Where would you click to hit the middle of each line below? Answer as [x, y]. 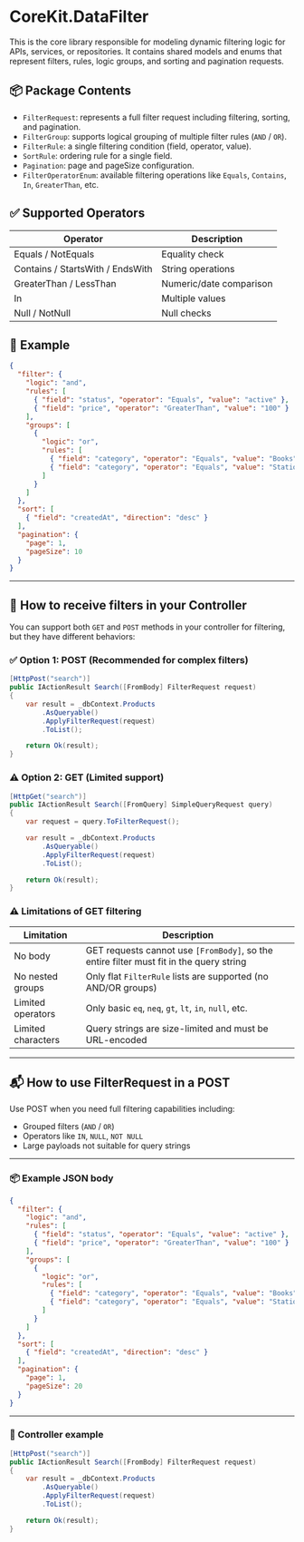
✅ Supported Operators [77, 214]
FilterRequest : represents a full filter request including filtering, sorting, [157, 117]
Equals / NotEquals [54, 254]
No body [33, 956]
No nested [36, 976]
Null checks [186, 313]
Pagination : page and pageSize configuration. [108, 165]
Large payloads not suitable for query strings [106, 1146]
